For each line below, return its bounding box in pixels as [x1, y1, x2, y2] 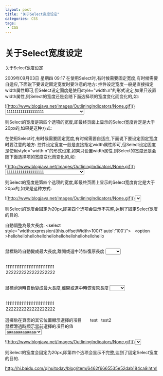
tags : [5, 20, 16, 26]
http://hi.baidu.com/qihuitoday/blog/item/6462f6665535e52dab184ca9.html [5, 365, 158, 371]
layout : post [5, 7, 32, 12]
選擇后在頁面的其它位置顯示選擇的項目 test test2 [5, 317, 112, 323]
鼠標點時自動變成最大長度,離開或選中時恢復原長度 [5, 248, 105, 254]
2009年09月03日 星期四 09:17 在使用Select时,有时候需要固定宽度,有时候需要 [5, 75, 158, 81]
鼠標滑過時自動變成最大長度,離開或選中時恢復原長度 [5, 285, 109, 291]
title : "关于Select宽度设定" [5, 12, 60, 17]
